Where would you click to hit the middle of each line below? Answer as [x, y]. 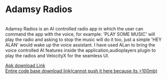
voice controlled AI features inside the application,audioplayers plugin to [80, 50]
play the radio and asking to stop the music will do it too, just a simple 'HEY [83, 39]
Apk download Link [25, 65]
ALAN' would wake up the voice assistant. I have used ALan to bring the [80, 45]
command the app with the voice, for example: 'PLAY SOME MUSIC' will [80, 34]
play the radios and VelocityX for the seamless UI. [57, 55]
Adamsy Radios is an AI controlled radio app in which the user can [74, 28]
